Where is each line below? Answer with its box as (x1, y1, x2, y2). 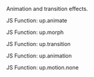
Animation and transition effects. (6, 5, 89, 12)
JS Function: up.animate (6, 17, 67, 24)
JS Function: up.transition (6, 41, 71, 47)
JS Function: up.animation (6, 52, 72, 59)
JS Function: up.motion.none (6, 64, 79, 71)
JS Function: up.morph (6, 28, 64, 36)
